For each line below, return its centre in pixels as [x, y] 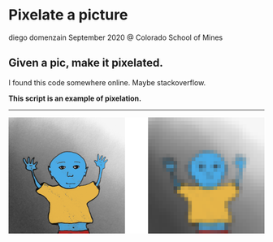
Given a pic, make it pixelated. [86, 63]
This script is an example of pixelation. [75, 98]
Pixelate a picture [68, 15]
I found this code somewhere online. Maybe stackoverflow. [107, 82]
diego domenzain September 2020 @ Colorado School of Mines [116, 37]
